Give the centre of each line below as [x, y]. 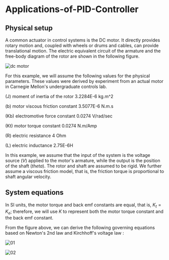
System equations [35, 192]
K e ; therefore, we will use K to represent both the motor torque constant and [84, 212]
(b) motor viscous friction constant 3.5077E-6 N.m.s [59, 106]
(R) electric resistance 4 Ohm [36, 136]
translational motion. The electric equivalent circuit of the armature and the [83, 51]
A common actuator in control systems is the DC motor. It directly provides [83, 40]
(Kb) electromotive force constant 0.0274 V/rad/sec [59, 116]
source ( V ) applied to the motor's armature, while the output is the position [83, 161]
